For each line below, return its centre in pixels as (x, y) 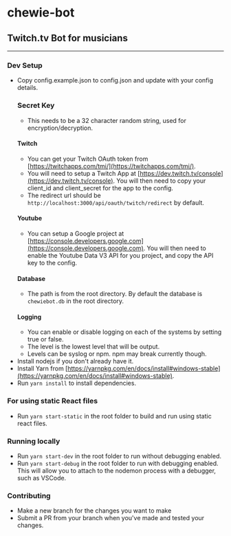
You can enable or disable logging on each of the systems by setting (124, 332)
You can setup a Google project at (76, 234)
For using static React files (53, 401)
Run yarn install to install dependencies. (76, 383)
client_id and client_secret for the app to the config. (100, 188)
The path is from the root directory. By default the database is (115, 294)
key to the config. (52, 263)
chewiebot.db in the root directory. (76, 301)
